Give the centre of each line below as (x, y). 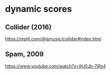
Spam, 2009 (25, 54)
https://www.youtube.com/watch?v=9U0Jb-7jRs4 (55, 66)
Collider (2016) (28, 27)
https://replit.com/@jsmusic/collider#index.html (53, 39)
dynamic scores (39, 9)
